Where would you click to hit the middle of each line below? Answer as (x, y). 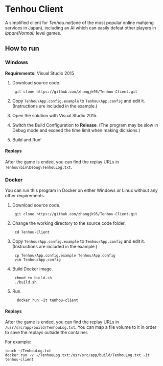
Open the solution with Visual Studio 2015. (55, 115)
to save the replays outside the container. (47, 333)
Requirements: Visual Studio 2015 (40, 73)
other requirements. (25, 196)
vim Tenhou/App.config (38, 260)
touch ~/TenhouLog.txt (28, 351)
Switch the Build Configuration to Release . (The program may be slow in (85, 125)
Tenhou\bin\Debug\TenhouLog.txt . (39, 167)
